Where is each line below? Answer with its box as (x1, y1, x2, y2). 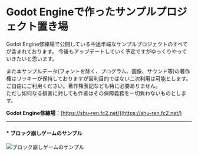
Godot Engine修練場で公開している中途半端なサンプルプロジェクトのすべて (6, 40, 189, 48)
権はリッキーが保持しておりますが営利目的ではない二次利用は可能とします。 (6, 74, 192, 82)
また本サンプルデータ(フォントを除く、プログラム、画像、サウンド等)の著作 (6, 67, 190, 74)
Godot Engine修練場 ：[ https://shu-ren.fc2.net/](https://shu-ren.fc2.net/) (6, 109, 182, 116)
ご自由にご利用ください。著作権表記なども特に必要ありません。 (6, 82, 161, 89)
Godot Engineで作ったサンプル (6, 5, 156, 19)
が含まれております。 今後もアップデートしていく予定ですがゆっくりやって (6, 48, 187, 55)
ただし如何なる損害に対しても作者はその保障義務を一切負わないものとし (6, 89, 181, 97)
